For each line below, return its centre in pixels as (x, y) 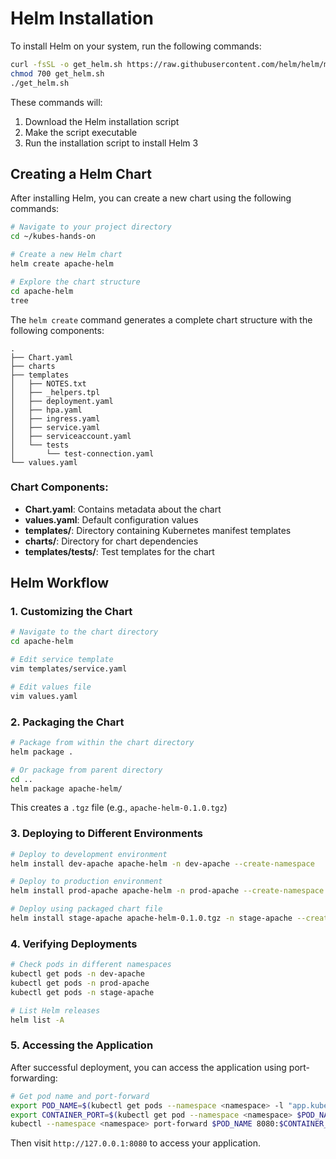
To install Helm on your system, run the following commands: (136, 46)
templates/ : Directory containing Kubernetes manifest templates (158, 530)
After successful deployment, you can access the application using (148, 1067)
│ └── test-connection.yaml (82, 453)
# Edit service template (62, 660)
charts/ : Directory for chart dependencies (111, 541)
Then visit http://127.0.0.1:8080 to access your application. (135, 1143)
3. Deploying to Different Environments (107, 834)
